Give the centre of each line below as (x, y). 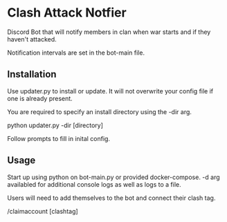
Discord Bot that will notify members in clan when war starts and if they (109, 32)
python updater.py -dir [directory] (55, 125)
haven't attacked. (32, 39)
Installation (32, 74)
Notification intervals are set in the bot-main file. (76, 53)
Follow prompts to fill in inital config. (59, 138)
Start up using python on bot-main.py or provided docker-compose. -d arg (113, 177)
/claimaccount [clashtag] (43, 211)
